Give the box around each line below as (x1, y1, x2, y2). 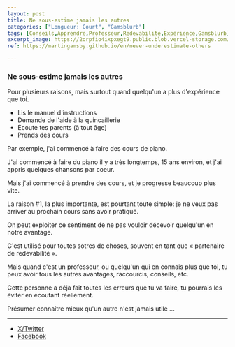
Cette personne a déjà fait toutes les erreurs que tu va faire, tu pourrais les (7, 283, 222, 292)
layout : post (7, 10, 45, 17)
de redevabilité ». (7, 249, 57, 258)
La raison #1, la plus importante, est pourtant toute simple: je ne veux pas (7, 200, 218, 208)
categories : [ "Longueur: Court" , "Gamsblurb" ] (7, 23, 145, 30)
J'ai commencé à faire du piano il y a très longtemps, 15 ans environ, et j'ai (7, 158, 222, 166)
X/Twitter (17, 325, 44, 333)
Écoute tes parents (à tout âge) (17, 124, 107, 132)
